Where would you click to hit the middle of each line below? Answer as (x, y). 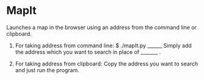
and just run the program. (47, 70)
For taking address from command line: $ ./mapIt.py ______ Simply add (104, 45)
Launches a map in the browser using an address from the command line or (102, 27)
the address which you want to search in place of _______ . (88, 52)
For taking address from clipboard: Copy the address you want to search (107, 64)
